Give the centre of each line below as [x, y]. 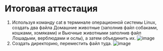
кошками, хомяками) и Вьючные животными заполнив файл [76, 33]
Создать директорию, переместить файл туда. [62, 43]
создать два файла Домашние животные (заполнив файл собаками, [85, 27]
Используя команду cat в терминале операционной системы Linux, [84, 22]
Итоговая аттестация [51, 9]
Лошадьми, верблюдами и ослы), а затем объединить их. [74, 38]
